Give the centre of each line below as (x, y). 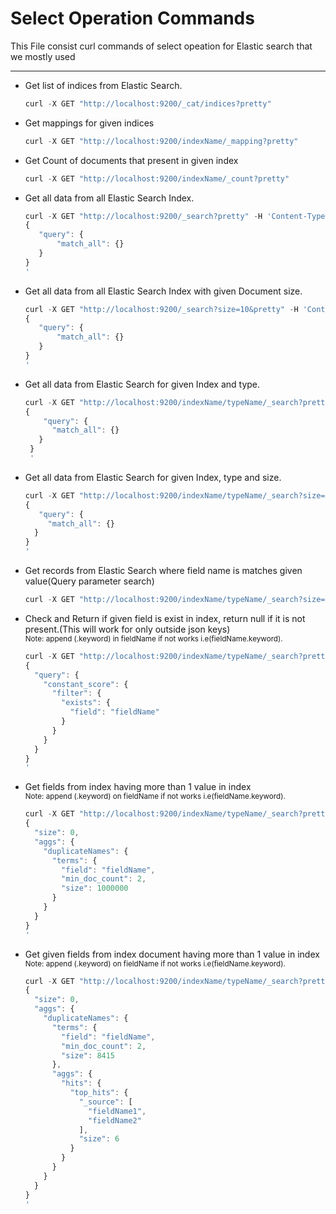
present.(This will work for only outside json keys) (127, 629)
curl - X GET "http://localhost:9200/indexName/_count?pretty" (157, 178)
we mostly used (43, 56)
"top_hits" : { (99, 1093)
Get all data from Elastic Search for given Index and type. (142, 384)
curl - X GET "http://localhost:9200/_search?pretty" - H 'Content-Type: (177, 216)
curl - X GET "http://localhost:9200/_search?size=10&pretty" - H (161, 309)
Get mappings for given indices (89, 123)
